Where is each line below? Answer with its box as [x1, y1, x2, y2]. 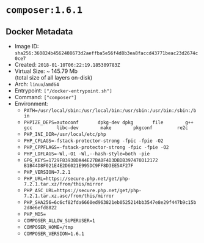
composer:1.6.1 [5, 4, 83, 16]
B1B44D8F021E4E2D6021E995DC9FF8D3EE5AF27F [23, 163, 134, 169]
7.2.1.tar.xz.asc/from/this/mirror [23, 193, 114, 199]
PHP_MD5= [23, 211, 46, 217]
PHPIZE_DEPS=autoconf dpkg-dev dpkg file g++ [23, 119, 194, 125]
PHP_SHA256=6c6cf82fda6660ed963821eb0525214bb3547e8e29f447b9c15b [23, 200, 197, 206]
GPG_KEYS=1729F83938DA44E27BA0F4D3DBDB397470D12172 [23, 157, 158, 163]
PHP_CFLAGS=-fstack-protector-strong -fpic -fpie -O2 [23, 138, 164, 144]
